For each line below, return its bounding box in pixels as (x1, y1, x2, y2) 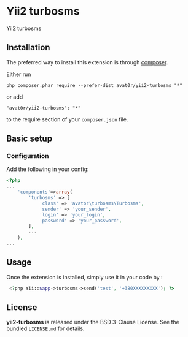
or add (6, 93, 23, 100)
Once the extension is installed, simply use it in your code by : (6, 273, 163, 281)
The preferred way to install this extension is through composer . (6, 58, 168, 66)
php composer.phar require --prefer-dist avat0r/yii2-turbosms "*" (6, 82, 183, 88)
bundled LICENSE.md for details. (6, 325, 85, 332)
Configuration (6, 152, 49, 161)
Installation (6, 42, 50, 53)
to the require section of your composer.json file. (6, 115, 128, 123)
